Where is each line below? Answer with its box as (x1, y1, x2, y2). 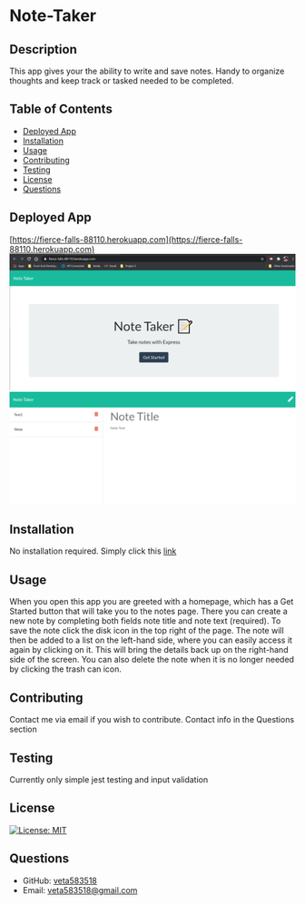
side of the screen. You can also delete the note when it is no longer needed (9, 654, 295, 665)
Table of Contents (9, 102, 113, 117)
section (9, 723, 38, 735)
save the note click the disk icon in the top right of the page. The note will (9, 625, 284, 636)
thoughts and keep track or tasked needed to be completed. (9, 75, 234, 86)
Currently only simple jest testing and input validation (9, 773, 209, 785)
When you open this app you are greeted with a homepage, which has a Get (9, 596, 294, 607)
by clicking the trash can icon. (9, 664, 123, 674)
